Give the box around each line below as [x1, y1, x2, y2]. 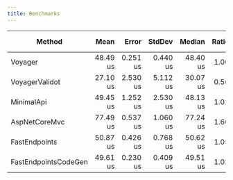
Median [180, 36, 206, 46]
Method [35, 36, 63, 46]
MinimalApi [10, 97, 47, 106]
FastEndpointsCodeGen [10, 157, 88, 167]
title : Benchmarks [7, 10, 60, 17]
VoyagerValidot [10, 77, 61, 87]
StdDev [148, 36, 173, 46]
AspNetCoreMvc [10, 117, 65, 126]
